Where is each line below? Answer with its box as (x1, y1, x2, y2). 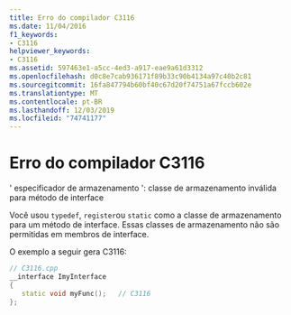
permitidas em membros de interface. (9, 229, 150, 240)
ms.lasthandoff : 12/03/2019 (9, 106, 115, 115)
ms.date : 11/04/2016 (9, 22, 87, 31)
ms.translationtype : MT (9, 88, 99, 97)
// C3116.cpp (9, 264, 59, 273)
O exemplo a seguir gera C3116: (9, 246, 128, 257)
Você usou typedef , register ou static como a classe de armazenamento (9, 209, 282, 221)
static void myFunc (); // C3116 (21, 289, 151, 298)
